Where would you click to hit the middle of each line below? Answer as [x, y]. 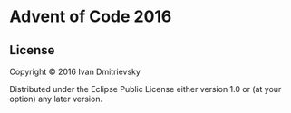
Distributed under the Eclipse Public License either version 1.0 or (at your [145, 89]
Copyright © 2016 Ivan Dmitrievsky [75, 71]
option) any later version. [56, 99]
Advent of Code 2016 [91, 17]
